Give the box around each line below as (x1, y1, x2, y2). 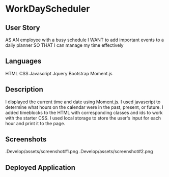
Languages (5, 57, 42, 66)
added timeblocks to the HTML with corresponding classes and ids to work (5, 109, 163, 115)
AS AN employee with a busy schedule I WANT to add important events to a (5, 37, 164, 43)
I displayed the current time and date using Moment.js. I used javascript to (5, 99, 161, 105)
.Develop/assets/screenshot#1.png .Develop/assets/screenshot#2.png (5, 149, 153, 155)
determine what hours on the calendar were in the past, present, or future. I (5, 104, 164, 110)
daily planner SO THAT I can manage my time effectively (5, 42, 124, 48)
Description (5, 85, 43, 94)
